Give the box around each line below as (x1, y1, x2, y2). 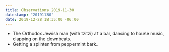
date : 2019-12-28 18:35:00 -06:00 (5, 17, 79, 22)
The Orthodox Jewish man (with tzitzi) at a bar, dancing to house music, (12, 31, 164, 37)
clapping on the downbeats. (12, 36, 71, 42)
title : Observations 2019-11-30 (5, 7, 74, 13)
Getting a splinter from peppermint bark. (12, 41, 98, 47)
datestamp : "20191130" (5, 12, 54, 17)
